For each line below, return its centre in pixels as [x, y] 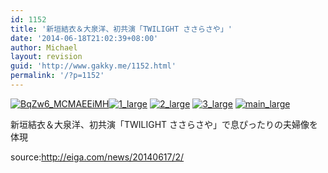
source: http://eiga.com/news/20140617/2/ [97, 157]
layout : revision [46, 57]
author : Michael [44, 47]
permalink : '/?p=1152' [57, 76]
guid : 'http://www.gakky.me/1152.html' [93, 66]
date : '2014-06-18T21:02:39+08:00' [84, 38]
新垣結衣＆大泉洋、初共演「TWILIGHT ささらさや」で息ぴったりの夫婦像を [164, 124]
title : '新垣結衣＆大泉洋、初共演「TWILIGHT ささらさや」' [121, 29]
